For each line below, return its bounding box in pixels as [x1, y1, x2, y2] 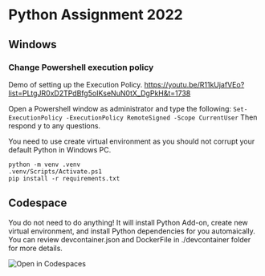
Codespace [8, 197, 67, 210]
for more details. [8, 243, 63, 253]
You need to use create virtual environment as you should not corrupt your [8, 136, 255, 146]
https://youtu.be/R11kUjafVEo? [144, 79, 245, 89]
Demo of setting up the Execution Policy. [8, 79, 143, 89]
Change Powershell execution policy [8, 62, 154, 73]
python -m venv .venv [8, 160, 81, 168]
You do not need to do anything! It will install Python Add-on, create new [8, 217, 249, 227]
